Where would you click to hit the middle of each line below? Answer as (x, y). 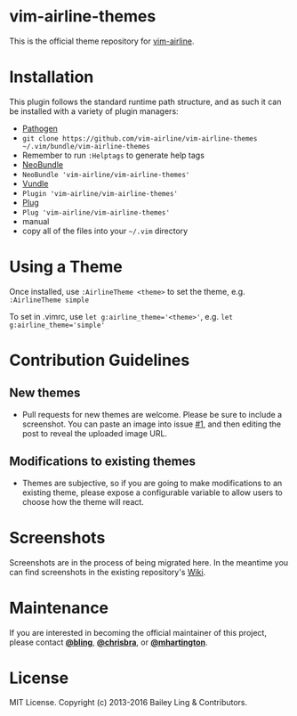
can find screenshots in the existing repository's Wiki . (108, 572)
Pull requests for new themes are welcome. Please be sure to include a (152, 414)
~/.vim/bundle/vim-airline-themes (86, 146)
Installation (52, 77)
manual (36, 221)
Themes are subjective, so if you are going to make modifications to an (152, 483)
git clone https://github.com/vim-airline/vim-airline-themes (140, 138)
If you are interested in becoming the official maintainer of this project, (138, 632)
